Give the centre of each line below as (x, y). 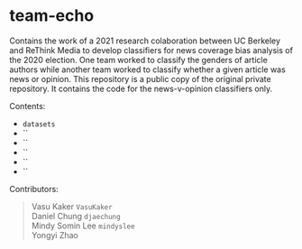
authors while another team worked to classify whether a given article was (147, 69)
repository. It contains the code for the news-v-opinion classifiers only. (141, 88)
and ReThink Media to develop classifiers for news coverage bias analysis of (151, 50)
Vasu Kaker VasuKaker (72, 206)
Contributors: (34, 189)
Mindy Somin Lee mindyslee (83, 226)
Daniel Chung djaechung (76, 216)
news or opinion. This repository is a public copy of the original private (141, 78)
